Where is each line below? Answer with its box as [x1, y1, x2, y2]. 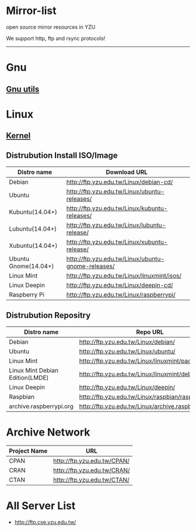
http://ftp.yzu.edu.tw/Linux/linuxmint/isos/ [66, 271, 182, 279]
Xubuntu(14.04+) [9, 241, 58, 249]
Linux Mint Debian [9, 366, 59, 374]
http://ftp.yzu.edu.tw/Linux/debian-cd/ [66, 177, 173, 186]
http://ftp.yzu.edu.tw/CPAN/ [53, 457, 129, 465]
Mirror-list [6, 4, 57, 18]
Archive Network [6, 426, 90, 438]
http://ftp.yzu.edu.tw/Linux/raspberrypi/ [66, 290, 176, 299]
